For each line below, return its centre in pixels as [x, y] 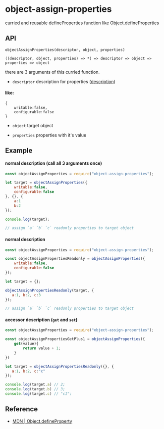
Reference [22, 409]
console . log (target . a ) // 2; [35, 384]
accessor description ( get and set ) [41, 320]
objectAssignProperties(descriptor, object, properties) [65, 50]
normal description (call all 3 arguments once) [54, 163]
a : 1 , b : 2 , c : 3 [26, 295]
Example [19, 151]
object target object [33, 125]
